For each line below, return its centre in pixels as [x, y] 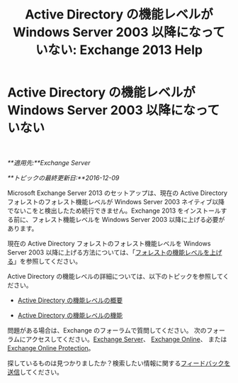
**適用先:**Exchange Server [49, 162]
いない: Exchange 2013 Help [119, 50]
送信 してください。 [35, 372]
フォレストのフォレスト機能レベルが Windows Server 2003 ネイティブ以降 [116, 201]
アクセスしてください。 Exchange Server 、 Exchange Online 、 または [126, 339]
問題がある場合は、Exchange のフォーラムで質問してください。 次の [107, 330]
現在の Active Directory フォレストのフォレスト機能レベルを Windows [109, 243]
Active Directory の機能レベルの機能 [70, 315]
